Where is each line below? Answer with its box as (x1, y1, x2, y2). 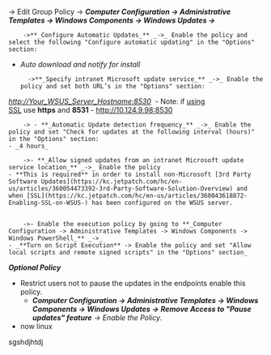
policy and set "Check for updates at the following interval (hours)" (8, 128, 255, 136)
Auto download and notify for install (19, 60, 141, 69)
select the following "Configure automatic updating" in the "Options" (8, 38, 255, 46)
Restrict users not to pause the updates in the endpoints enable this (19, 279, 246, 288)
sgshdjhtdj (8, 337, 44, 347)
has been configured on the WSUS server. (91, 199, 233, 207)
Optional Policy (8, 263, 61, 272)
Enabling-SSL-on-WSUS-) (8, 199, 89, 207)
